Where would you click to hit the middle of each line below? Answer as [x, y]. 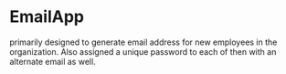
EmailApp [47, 17]
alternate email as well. [53, 61]
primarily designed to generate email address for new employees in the [143, 42]
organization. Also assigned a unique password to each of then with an [143, 51]
